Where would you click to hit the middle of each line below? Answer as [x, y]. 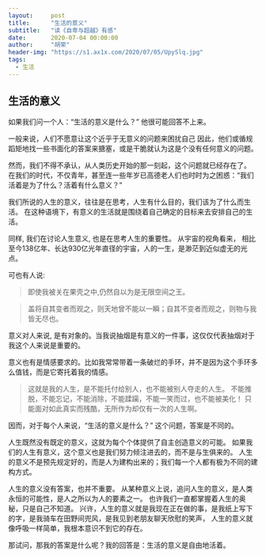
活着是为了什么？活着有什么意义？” [65, 185]
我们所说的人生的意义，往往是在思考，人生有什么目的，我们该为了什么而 [126, 202]
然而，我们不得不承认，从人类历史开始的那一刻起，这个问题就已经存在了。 [129, 165]
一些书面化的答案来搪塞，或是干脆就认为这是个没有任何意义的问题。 [146, 148]
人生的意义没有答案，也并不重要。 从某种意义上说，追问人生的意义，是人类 [131, 488]
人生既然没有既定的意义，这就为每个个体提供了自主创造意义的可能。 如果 [127, 442]
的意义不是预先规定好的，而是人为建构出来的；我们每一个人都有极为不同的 [129, 462]
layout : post [37, 15]
